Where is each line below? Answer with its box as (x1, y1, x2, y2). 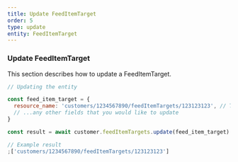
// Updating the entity (7, 83, 78, 91)
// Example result (7, 141, 62, 149)
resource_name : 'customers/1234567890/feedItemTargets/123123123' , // (13, 103, 227, 110)
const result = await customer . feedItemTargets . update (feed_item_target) (7, 128, 230, 135)
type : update (7, 23, 46, 30)
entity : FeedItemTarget (7, 30, 78, 37)
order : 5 (7, 17, 33, 24)
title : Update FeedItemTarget (7, 10, 97, 18)
